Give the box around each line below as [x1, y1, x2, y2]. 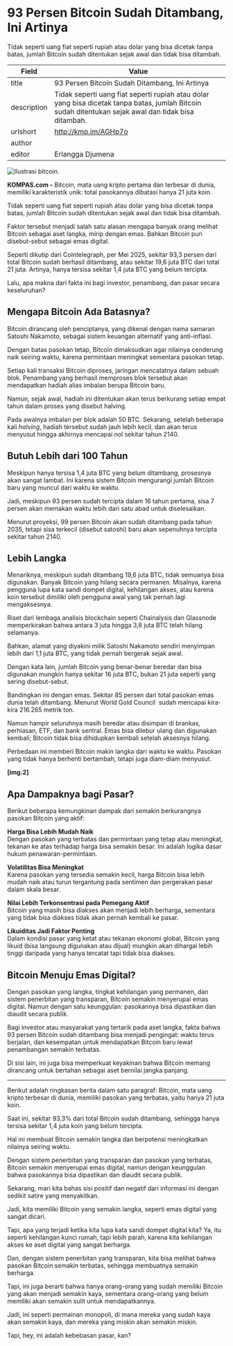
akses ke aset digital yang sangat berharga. [7, 1240, 132, 1249]
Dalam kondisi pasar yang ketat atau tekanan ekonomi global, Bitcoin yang [7, 934, 220, 943]
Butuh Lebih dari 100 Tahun [7, 450, 128, 462]
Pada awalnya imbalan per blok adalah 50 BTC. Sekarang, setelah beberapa [7, 415, 224, 423]
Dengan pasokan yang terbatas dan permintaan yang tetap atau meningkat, [7, 835, 223, 843]
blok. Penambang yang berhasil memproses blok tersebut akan [7, 373, 188, 382]
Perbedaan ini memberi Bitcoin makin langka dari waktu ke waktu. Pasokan [7, 748, 222, 756]
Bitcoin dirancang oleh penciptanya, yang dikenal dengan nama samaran [7, 324, 215, 333]
